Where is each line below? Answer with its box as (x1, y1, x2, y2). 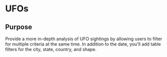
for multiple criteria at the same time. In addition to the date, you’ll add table (5, 41, 161, 47)
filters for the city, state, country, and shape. (5, 47, 96, 52)
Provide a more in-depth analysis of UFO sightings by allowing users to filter (5, 36, 162, 42)
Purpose (5, 23, 32, 31)
